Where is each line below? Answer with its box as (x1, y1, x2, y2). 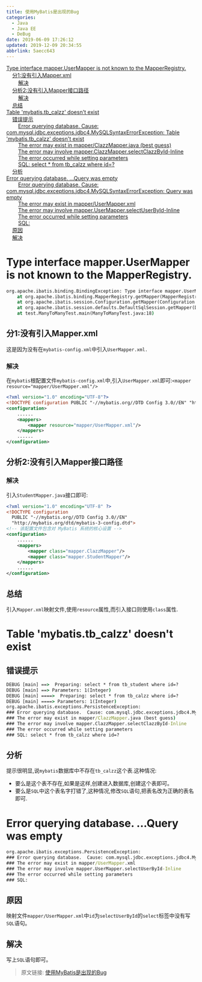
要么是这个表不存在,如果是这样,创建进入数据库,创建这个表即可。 (14, 780, 173, 787)
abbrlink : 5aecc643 (6, 48, 55, 54)
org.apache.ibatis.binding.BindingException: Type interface (6, 288, 163, 294)
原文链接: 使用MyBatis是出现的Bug (20, 969, 107, 976)
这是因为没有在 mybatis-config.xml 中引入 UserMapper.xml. (6, 345, 148, 352)
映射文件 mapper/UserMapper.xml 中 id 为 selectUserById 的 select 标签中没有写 (6, 912, 191, 919)
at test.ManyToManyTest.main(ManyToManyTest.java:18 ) (17, 310, 155, 316)
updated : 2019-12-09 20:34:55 (6, 43, 82, 49)
